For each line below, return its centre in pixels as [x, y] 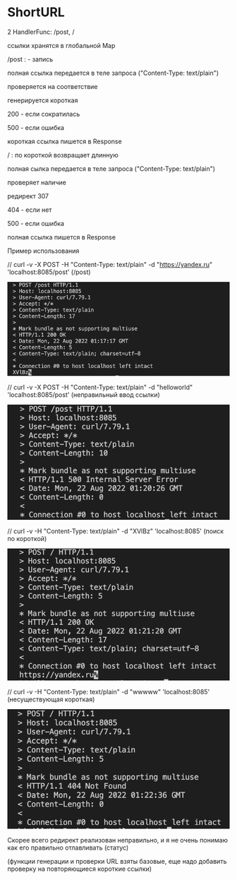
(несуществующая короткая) [51, 699]
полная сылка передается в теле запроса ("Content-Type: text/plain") [111, 168]
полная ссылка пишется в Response [62, 237]
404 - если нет [30, 210]
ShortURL [36, 12]
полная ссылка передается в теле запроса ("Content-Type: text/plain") [113, 73]
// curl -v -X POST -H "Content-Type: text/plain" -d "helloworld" [100, 387]
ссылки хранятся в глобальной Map [61, 45]
